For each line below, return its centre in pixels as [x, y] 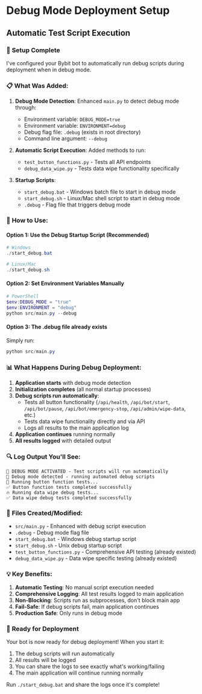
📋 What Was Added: [37, 85]
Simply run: [21, 340]
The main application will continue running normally [79, 673]
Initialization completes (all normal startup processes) [83, 389]
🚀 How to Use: [27, 220]
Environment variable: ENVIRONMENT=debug [75, 126]
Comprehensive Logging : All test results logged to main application [99, 594]
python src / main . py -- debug [42, 313]
